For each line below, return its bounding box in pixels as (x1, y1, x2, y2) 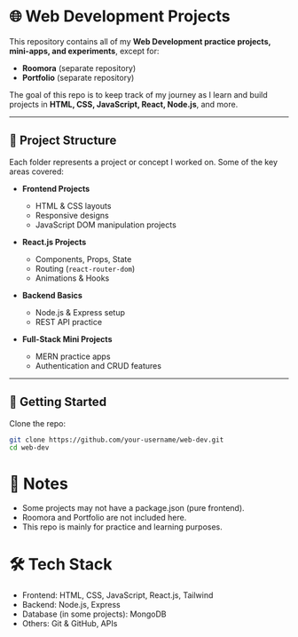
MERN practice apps (35, 351, 111, 362)
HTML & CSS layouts (35, 200, 112, 211)
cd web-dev (9, 443, 50, 452)
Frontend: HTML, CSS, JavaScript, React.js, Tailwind (21, 590, 214, 601)
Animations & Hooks (35, 273, 110, 283)
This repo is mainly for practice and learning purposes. (21, 522, 223, 532)
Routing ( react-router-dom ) (35, 263, 136, 274)
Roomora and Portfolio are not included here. (21, 513, 187, 523)
